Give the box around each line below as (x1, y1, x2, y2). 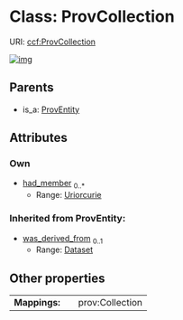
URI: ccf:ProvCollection (9, 36, 96, 47)
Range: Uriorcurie (35, 190, 102, 201)
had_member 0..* (22, 178, 86, 191)
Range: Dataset (35, 244, 93, 255)
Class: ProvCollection (9, 6, 175, 27)
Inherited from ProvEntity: (9, 212, 126, 225)
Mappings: (14, 296, 61, 309)
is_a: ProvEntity (22, 104, 80, 115)
